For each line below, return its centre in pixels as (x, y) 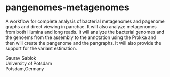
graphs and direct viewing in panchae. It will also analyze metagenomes (81, 26)
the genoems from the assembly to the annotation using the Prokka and (81, 37)
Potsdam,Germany (25, 69)
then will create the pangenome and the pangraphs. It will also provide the (83, 43)
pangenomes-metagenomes (67, 7)
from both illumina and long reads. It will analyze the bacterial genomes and (85, 32)
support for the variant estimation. (41, 48)
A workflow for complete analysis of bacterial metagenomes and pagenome (85, 21)
